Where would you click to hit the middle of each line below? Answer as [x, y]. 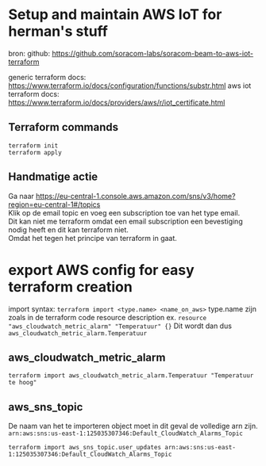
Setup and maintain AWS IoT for [115, 15]
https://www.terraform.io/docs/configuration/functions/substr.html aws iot [130, 86]
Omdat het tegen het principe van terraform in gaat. [93, 238]
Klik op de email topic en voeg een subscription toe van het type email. [124, 212]
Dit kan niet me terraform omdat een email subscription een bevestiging [126, 221]
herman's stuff [58, 31]
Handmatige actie [53, 177]
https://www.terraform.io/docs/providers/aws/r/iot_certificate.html [117, 102]
